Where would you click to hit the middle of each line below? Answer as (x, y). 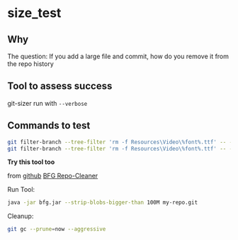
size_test (34, 13)
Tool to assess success (60, 86)
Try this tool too (31, 162)
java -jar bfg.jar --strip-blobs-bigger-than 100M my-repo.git (103, 203)
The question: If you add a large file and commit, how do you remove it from (118, 56)
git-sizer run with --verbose (47, 103)
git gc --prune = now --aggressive (57, 229)
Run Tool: (21, 190)
